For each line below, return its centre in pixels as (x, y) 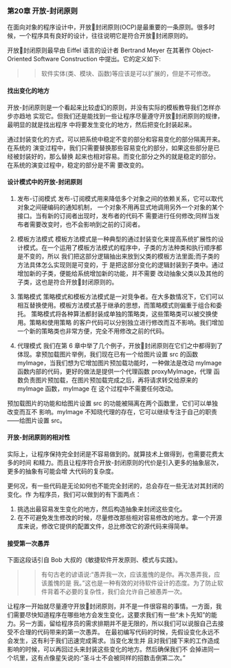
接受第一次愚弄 (28, 543)
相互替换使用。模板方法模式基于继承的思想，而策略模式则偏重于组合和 (117, 305)
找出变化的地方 (28, 90)
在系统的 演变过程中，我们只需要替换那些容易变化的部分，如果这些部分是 (110, 148)
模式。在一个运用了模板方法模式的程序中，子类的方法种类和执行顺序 (120, 247)
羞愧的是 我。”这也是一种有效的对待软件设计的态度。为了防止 (132, 583)
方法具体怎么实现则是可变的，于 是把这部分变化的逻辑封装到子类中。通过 (120, 265)
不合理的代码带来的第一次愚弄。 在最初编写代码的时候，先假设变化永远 (113, 632)
